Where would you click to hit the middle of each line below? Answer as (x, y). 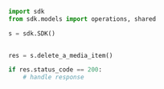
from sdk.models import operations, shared (82, 19)
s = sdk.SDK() (32, 33)
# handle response (53, 77)
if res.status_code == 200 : (55, 70)
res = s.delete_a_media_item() (61, 55)
